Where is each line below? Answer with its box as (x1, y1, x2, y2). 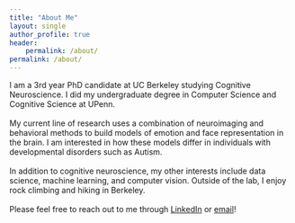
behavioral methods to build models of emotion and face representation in (9, 128, 284, 138)
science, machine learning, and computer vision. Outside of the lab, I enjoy (9, 175, 287, 185)
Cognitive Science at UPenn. (9, 99, 115, 109)
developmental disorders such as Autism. (9, 147, 163, 157)
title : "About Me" (9, 13, 78, 22)
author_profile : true (9, 30, 91, 39)
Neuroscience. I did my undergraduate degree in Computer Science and (9, 89, 277, 100)
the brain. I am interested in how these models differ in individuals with (9, 137, 272, 147)
